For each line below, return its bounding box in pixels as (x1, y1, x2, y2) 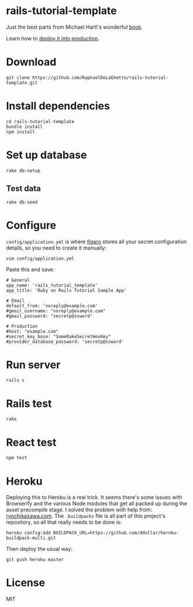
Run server (6, 358, 61, 371)
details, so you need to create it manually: (6, 244, 107, 251)
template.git (6, 80, 38, 86)
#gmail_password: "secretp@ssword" (6, 313, 93, 319)
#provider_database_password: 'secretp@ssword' (6, 339, 125, 345)
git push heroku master (6, 557, 64, 563)
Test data (6, 183, 41, 194)
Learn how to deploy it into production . (6, 35, 99, 42)
